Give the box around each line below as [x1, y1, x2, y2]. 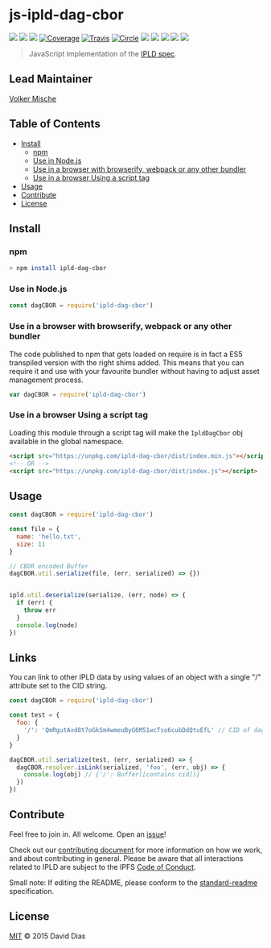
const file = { [9, 526, 60, 534]
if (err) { [16, 599, 53, 607]
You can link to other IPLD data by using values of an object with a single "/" [9, 672, 261, 682]
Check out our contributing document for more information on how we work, [9, 845, 263, 854]
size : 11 [16, 540, 46, 548]
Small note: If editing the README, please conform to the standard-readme [9, 877, 258, 888]
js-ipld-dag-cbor [9, 6, 124, 24]
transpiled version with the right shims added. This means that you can [9, 357, 244, 368]
